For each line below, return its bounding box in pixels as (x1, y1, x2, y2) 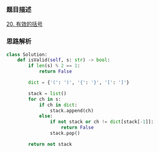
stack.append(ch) (49, 107, 94, 114)
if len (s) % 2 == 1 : (28, 63, 80, 69)
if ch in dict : (38, 102, 78, 108)
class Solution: (6, 51, 48, 57)
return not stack (28, 141, 72, 147)
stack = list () (28, 90, 67, 96)
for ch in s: (28, 96, 62, 102)
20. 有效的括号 (6, 20, 43, 28)
